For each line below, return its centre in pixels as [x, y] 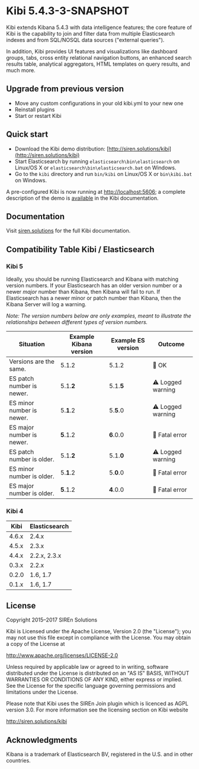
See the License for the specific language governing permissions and [91, 686]
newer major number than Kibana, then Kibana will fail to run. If [83, 292]
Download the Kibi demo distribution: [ [62, 149]
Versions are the [32, 361]
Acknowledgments [42, 740]
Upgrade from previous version [65, 89]
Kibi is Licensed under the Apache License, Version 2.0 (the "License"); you [99, 632]
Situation [32, 344]
